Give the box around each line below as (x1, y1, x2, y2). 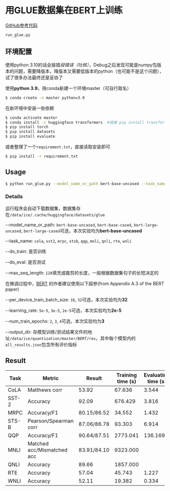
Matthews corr (27, 386, 62, 393)
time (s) (117, 378, 137, 385)
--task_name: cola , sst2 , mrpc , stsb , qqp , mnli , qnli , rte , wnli (5, 238, 132, 244)
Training (116, 371, 137, 378)
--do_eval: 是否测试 (5, 259, 46, 265)
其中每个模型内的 (100, 335, 136, 341)
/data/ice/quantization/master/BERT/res (10, 336, 96, 341)
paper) (5, 286, 19, 292)
